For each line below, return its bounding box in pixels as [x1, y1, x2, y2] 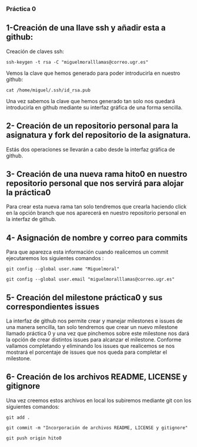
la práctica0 [6, 188, 51, 198]
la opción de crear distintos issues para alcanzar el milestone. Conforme [6, 336, 182, 343]
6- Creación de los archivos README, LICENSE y [6, 372, 188, 382]
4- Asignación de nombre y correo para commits [6, 232, 188, 243]
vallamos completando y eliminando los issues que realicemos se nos [6, 342, 175, 349]
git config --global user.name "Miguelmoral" [6, 266, 119, 272]
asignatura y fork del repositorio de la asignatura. [6, 130, 191, 140]
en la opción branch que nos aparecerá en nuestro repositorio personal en [6, 209, 186, 216]
